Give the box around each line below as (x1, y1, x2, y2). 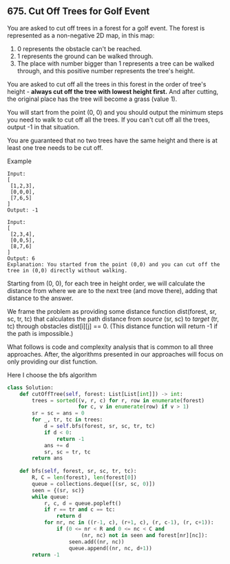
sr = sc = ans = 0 (32, 410, 85, 417)
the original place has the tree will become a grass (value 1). (7, 95, 178, 103)
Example (7, 157, 32, 165)
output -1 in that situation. (7, 122, 80, 131)
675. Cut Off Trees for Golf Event (7, 6, 150, 17)
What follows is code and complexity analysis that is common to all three (7, 342, 213, 351)
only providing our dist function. (7, 357, 98, 366)
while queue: (32, 493, 70, 500)
